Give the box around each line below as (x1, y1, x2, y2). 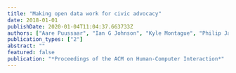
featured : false (7, 49, 55, 56)
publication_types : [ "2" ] (7, 36, 83, 43)
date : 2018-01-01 (7, 17, 58, 24)
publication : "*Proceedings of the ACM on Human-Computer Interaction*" (7, 56, 225, 63)
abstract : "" (7, 42, 46, 49)
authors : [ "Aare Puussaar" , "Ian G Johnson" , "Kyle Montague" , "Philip (7, 29, 221, 37)
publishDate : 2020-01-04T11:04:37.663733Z (7, 23, 133, 30)
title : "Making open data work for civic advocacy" (7, 10, 162, 17)
